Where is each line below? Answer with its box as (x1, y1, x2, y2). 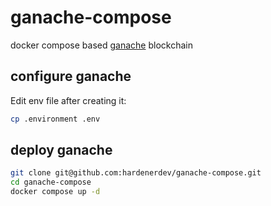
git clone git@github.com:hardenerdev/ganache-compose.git (10, 168, 262, 178)
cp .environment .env (10, 114, 101, 124)
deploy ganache (10, 142, 113, 159)
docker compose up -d (10, 187, 101, 197)
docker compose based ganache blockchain (10, 39, 193, 51)
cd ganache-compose (10, 177, 92, 188)
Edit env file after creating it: (10, 94, 127, 106)
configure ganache (10, 68, 132, 85)
